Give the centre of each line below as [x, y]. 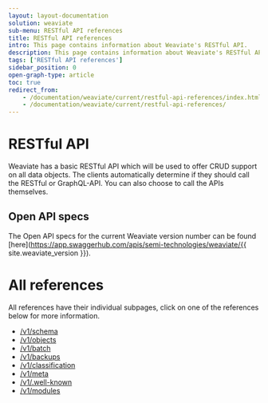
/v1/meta [34, 373]
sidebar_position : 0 [43, 68]
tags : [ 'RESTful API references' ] [66, 61]
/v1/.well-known [46, 382]
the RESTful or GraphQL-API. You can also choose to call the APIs [116, 184]
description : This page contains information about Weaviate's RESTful [130, 53]
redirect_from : [33, 90]
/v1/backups [40, 357]
